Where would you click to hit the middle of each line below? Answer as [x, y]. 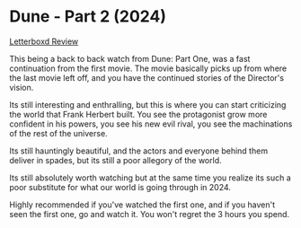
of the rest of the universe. [58, 133]
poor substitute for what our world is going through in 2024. [120, 187]
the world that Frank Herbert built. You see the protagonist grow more [138, 114]
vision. [22, 87]
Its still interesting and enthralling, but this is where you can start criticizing [148, 104]
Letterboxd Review [44, 41]
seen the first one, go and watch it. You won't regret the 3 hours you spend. [150, 214]
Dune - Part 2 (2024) [88, 17]
